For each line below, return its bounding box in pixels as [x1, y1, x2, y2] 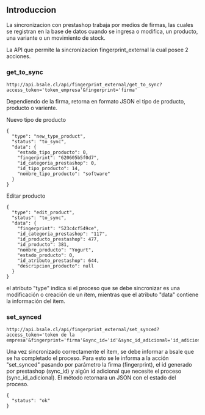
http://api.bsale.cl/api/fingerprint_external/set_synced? [6, 327, 160, 333]
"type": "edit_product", [12, 209, 75, 216]
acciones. [6, 52, 31, 60]
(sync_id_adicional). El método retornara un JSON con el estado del [6, 374, 176, 381]
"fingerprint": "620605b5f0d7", [17, 155, 99, 161]
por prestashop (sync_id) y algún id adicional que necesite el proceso [6, 367, 182, 375]
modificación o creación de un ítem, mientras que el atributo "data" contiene [6, 291, 199, 299]
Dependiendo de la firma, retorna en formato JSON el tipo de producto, [6, 98, 186, 105]
